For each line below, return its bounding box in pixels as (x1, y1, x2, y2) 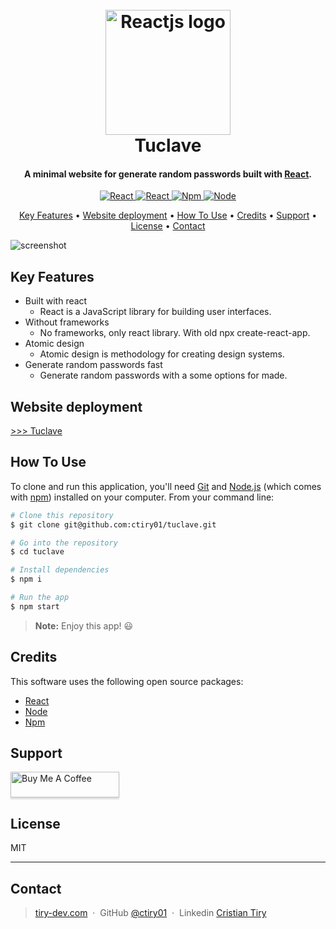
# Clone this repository (10, 510, 114, 520)
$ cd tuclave (10, 547, 65, 557)
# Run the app (10, 593, 70, 603)
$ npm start (10, 601, 60, 612)
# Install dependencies (10, 565, 110, 575)
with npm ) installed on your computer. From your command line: (10, 491, 275, 503)
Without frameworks (24, 316, 110, 328)
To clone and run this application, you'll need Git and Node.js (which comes (10, 480, 322, 492)
